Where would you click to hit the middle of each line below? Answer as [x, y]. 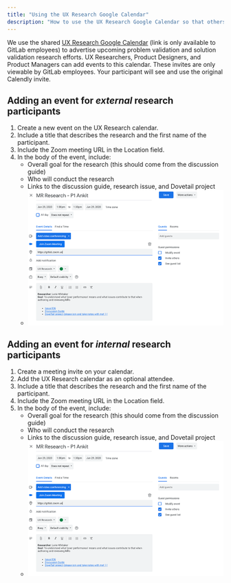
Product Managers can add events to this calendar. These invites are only [111, 64]
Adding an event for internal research [89, 344]
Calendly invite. [29, 79]
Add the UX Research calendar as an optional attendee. [96, 379]
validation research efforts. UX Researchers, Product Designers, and [104, 57]
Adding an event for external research [90, 100]
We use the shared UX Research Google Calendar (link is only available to [111, 42]
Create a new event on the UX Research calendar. [88, 128]
